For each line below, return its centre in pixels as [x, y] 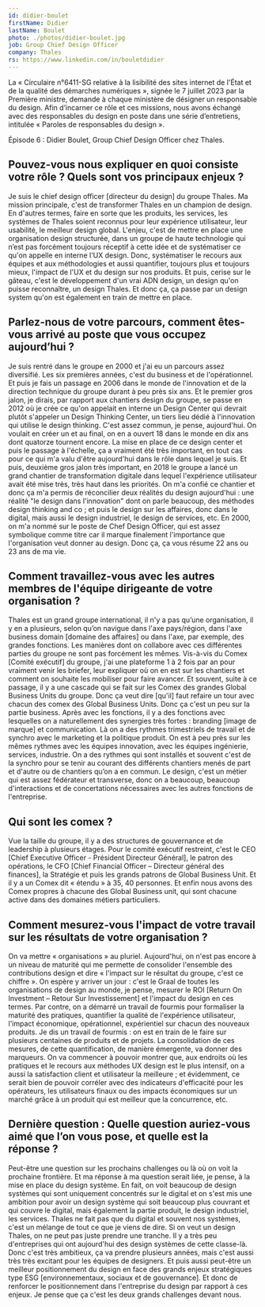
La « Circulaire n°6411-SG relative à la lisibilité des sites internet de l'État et [130, 82]
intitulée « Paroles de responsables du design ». [86, 124]
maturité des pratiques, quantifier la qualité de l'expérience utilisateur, [122, 1015]
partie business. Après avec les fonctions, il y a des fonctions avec [117, 713]
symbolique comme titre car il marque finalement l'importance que [117, 534]
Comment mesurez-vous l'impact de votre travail [132, 925]
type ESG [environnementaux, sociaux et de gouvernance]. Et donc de [123, 1278]
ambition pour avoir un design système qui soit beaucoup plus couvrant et [129, 1202]
